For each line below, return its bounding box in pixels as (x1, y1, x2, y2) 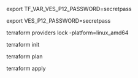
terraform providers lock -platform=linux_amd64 (6, 29, 129, 36)
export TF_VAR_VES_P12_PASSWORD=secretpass (6, 6, 132, 12)
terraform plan (6, 53, 43, 60)
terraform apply (6, 64, 46, 72)
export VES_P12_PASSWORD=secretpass (6, 17, 111, 24)
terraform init (6, 41, 40, 48)
